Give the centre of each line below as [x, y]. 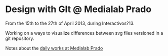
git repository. [20, 38]
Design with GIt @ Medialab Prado [78, 9]
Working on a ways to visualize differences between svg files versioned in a [84, 33]
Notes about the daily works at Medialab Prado [54, 48]
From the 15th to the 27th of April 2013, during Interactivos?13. [70, 23]
